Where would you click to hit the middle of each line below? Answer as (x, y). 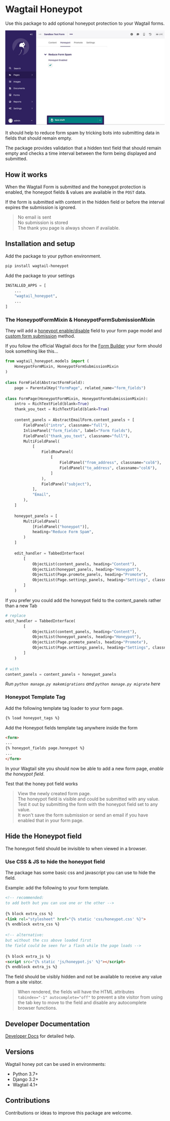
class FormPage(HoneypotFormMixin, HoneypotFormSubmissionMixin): (77, 399)
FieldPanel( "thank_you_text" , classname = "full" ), (77, 436)
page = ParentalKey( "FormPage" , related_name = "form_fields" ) (80, 388)
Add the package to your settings (40, 275)
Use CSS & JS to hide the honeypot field (55, 861)
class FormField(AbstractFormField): (45, 382)
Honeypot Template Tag (35, 697)
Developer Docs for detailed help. (40, 1036)
